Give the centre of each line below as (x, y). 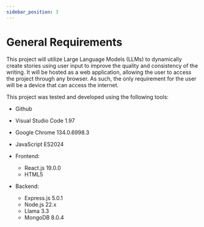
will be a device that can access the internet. (63, 85)
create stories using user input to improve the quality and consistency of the (102, 65)
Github (24, 109)
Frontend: (27, 156)
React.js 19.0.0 (42, 168)
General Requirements (64, 42)
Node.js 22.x (40, 204)
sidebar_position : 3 (33, 12)
